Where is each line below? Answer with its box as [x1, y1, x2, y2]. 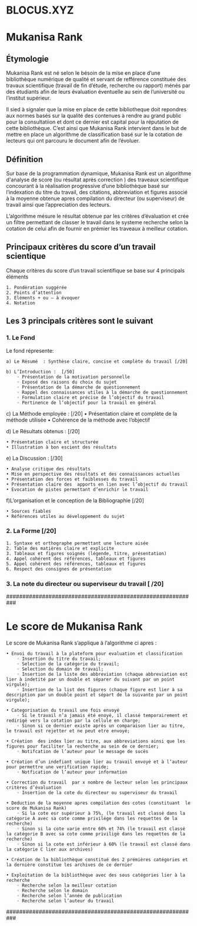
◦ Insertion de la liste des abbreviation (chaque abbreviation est [16, 672, 188, 678]
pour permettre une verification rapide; [6, 764, 109, 770]
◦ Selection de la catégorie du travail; [16, 661, 119, 667]
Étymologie [6, 54, 49, 64]
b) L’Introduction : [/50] [6, 369, 75, 374]
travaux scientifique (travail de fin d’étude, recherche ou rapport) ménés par [6, 82, 191, 89]
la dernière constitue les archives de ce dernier [6, 862, 133, 868]
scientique [6, 251, 46, 261]
